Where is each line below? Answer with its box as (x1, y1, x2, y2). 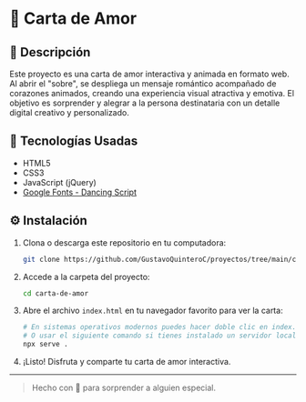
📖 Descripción (9, 45, 91, 60)
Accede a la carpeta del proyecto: (22, 271, 150, 282)
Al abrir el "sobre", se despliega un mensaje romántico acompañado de (9, 78, 277, 89)
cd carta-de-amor (22, 288, 89, 298)
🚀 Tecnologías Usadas (9, 134, 138, 149)
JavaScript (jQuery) (22, 176, 97, 187)
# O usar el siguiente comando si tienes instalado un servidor (22, 331, 272, 340)
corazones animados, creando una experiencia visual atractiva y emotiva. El (9, 88, 294, 98)
